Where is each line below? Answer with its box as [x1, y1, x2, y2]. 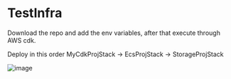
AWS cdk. [7, 36, 36, 44]
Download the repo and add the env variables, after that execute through [7, 28, 220, 37]
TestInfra [7, 5, 63, 21]
